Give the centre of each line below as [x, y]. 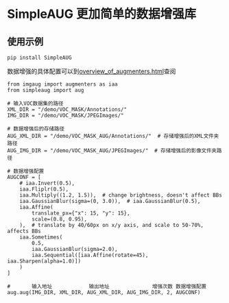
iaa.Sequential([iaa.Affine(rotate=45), [90, 255]
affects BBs [24, 231]
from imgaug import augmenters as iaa [62, 84]
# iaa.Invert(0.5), [47, 183]
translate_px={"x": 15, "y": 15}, [81, 213]
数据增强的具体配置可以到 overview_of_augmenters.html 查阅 [92, 71]
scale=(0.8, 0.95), [60, 219]
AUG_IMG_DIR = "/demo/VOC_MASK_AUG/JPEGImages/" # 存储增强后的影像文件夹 [112, 151]
